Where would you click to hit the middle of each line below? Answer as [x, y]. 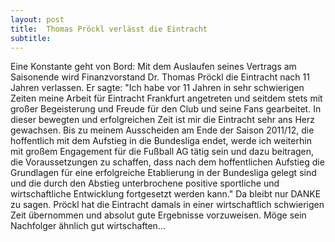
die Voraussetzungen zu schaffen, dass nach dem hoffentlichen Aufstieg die [167, 162]
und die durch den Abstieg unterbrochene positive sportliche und [145, 183]
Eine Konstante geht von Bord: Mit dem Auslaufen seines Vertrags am [153, 67]
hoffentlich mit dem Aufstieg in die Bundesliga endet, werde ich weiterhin [161, 141]
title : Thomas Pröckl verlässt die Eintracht [109, 29]
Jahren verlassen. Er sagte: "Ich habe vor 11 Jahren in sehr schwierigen [157, 88]
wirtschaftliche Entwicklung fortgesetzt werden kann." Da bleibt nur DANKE [166, 194]
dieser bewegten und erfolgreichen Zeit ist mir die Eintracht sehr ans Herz [162, 120]
